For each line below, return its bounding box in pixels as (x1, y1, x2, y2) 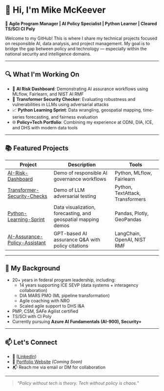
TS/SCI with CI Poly (12, 314, 52, 319)
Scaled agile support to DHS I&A (19, 303, 84, 309)
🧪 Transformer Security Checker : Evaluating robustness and (12, 96, 136, 102)
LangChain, (114, 230, 141, 237)
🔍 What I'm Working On (5, 71, 80, 79)
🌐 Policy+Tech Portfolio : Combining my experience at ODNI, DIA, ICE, (12, 119, 154, 125)
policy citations (53, 242, 89, 249)
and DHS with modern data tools (12, 124, 78, 130)
